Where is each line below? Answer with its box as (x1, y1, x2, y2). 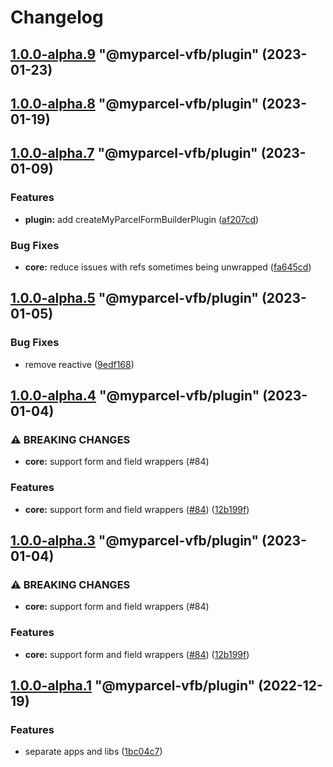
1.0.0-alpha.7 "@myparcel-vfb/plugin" (10, 145, 258, 162)
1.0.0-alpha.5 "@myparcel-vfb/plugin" (10, 290, 259, 307)
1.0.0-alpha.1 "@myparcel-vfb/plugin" (10, 677, 256, 694)
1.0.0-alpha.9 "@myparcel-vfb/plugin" (10, 46, 260, 63)
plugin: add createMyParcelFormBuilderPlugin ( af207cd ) (24, 213, 260, 225)
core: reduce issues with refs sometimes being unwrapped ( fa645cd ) (24, 261, 312, 273)
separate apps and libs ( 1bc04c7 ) (24, 746, 163, 758)
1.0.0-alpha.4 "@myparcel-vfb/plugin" (10, 387, 260, 405)
